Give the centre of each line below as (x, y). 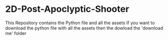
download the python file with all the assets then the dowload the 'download (84, 28)
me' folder (16, 33)
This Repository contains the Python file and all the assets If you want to (80, 23)
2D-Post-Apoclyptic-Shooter (67, 9)
